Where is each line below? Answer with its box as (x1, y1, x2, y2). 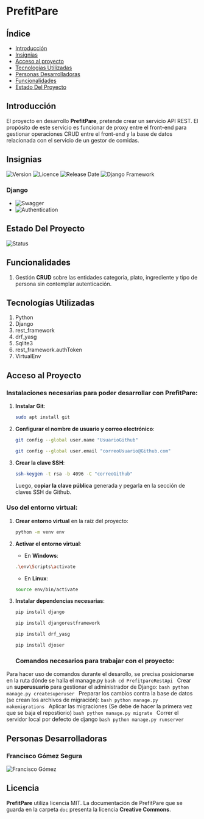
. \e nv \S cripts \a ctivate (15, 563, 76, 570)
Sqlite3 (15, 340, 33, 347)
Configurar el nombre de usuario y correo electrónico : (15, 425, 155, 432)
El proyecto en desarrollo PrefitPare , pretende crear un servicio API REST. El (6, 117, 199, 124)
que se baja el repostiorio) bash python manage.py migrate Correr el (6, 709, 179, 717)
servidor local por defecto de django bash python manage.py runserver (6, 715, 184, 723)
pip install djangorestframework (15, 620, 100, 627)
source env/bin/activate (15, 586, 79, 592)
